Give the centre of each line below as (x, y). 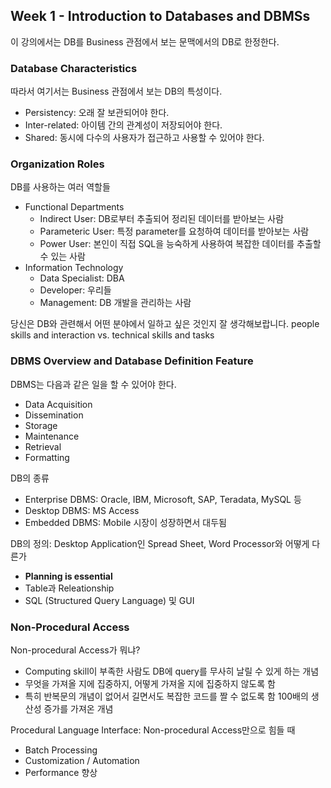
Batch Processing (61, 750)
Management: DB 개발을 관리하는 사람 (115, 303)
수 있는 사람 (62, 256)
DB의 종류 (30, 478)
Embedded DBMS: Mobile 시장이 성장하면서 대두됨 (125, 522)
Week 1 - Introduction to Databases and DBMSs (160, 16)
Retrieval (43, 446)
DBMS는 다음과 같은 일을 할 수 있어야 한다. (93, 384)
